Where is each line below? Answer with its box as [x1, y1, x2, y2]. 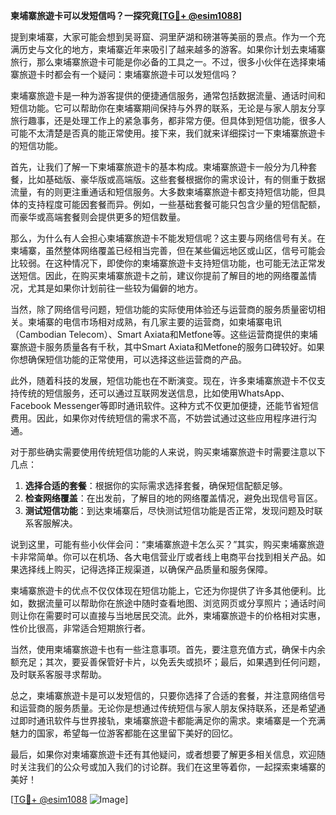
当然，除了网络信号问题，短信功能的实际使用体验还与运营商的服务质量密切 [10, 304, 317, 315]
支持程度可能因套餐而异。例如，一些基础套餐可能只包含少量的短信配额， [27, 199, 326, 210]
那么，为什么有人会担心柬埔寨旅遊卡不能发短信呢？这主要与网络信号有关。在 [10, 232, 326, 244]
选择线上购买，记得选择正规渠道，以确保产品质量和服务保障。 [18, 564, 273, 575]
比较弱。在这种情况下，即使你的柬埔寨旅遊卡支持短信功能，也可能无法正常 [10, 257, 317, 269]
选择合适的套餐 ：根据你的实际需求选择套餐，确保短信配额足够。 [24, 480, 288, 491]
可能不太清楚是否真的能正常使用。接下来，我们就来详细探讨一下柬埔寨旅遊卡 [10, 127, 326, 139]
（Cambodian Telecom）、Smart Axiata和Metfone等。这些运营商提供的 [10, 329, 301, 340]
